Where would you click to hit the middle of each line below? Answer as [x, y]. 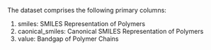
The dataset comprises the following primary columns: [87, 10]
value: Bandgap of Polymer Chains [68, 39]
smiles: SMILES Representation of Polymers [81, 24]
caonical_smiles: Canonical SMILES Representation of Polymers [110, 31]
